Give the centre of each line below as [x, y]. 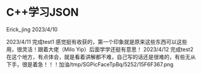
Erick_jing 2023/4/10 [32, 29]
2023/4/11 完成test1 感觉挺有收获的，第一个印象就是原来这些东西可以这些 [97, 42]
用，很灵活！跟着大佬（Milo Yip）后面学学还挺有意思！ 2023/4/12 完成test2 [100, 49]
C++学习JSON [43, 12]
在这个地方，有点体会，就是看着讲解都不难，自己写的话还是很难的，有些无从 [101, 57]
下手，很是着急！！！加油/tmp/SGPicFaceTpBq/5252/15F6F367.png [90, 64]
